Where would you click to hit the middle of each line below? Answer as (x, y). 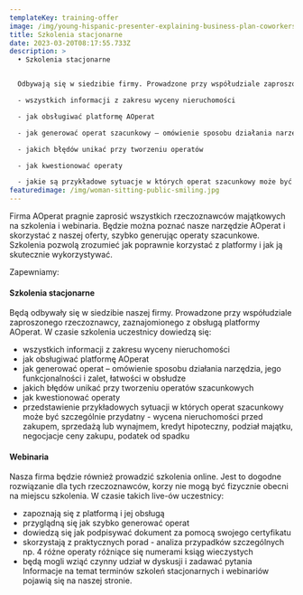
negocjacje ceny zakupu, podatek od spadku (106, 436)
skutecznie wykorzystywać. (61, 255)
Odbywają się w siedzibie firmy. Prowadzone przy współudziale (138, 84)
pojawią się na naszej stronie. (77, 581)
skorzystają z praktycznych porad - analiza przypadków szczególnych (153, 543)
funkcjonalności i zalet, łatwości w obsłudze (104, 378)
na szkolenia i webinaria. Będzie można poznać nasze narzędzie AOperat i (147, 226)
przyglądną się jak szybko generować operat (106, 523)
